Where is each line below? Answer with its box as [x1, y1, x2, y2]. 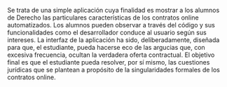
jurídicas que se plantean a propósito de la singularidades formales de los [7, 66, 221, 74]
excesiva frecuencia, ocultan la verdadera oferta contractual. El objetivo [7, 51, 215, 59]
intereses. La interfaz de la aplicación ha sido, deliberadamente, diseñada [7, 36, 220, 44]
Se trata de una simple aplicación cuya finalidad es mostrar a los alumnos [7, 6, 220, 14]
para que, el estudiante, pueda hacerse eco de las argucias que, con [7, 43, 205, 51]
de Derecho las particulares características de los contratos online [7, 13, 199, 22]
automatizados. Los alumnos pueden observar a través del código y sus [7, 21, 215, 29]
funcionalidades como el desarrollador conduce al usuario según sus [7, 28, 207, 36]
